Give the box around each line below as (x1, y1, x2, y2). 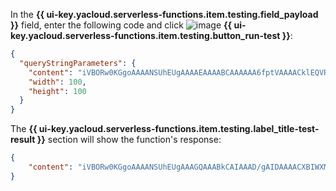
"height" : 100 (28, 86, 87, 96)
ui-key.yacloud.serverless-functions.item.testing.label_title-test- (38, 123, 320, 135)
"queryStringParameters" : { (19, 58, 137, 68)
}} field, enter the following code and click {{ (10, 19, 233, 31)
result (10, 134, 36, 146)
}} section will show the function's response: (36, 134, 222, 146)
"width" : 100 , (28, 77, 87, 87)
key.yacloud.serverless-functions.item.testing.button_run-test (10, 30, 281, 41)
